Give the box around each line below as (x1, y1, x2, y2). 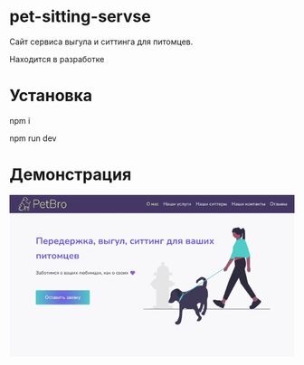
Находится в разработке (9, 53, 105, 64)
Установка (9, 86, 93, 106)
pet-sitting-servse (9, 6, 151, 27)
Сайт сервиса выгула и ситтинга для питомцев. (9, 36, 194, 47)
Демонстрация (9, 164, 132, 185)
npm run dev (9, 133, 57, 144)
